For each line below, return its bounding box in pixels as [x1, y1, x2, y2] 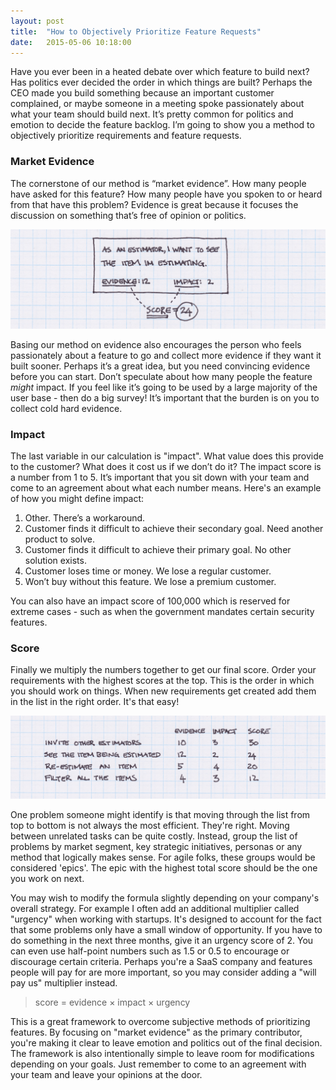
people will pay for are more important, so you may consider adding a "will [10, 966, 317, 978]
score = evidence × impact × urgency [34, 996, 191, 1008]
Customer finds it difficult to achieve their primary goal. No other [24, 543, 292, 555]
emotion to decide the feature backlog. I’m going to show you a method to [10, 119, 315, 131]
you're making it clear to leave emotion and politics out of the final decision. [10, 1036, 323, 1049]
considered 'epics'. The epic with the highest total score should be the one [10, 861, 318, 874]
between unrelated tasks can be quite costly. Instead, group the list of [10, 830, 298, 842]
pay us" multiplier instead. [10, 976, 118, 989]
